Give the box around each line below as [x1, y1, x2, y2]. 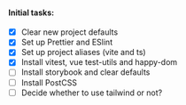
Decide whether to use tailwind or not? [20, 87, 163, 98]
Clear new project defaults [20, 27, 119, 37]
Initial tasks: [8, 7, 55, 18]
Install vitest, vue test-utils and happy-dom [20, 57, 178, 68]
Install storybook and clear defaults [20, 67, 151, 77]
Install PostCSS [20, 77, 77, 88]
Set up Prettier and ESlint [20, 36, 112, 48]
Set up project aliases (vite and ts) [20, 47, 147, 58]
